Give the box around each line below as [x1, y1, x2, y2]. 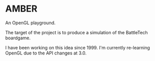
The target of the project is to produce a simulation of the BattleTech [5, 29, 148, 35]
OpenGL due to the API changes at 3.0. [5, 50, 87, 56]
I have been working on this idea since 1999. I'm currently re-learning [5, 44, 150, 50]
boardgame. [5, 35, 31, 41]
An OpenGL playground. [5, 20, 56, 26]
